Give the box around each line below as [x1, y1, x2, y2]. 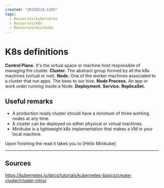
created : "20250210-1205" [5, 7, 58, 12]
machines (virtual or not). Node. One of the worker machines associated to [5, 73, 156, 79]
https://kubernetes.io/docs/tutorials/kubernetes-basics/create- [5, 172, 132, 178]
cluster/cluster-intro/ [5, 177, 47, 183]
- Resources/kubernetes [9, 16, 58, 21]
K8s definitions [5, 46, 69, 58]
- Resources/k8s [9, 21, 42, 26]
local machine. [12, 131, 42, 137]
